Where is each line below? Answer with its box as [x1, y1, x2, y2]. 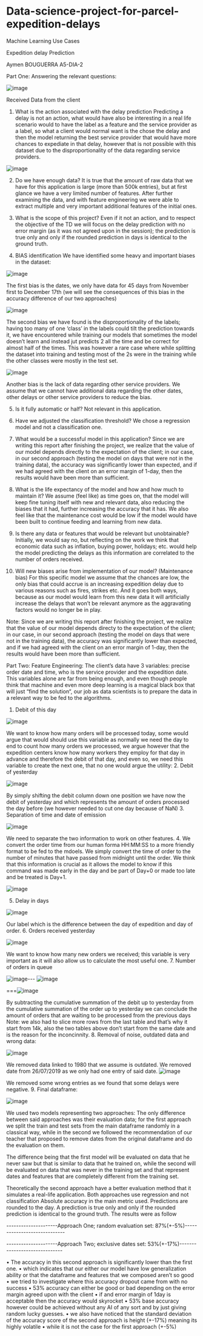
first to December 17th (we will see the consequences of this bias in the [6, 288, 185, 295]
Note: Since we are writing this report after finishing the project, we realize [6, 618, 192, 625]
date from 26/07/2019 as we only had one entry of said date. [6, 1067, 158, 1075]
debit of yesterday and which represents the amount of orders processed [6, 798, 190, 806]
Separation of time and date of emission [6, 811, 107, 818]
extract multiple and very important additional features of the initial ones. [15, 202, 197, 210]
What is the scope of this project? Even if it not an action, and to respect [15, 214, 196, 221]
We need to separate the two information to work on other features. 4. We [6, 834, 191, 842]
